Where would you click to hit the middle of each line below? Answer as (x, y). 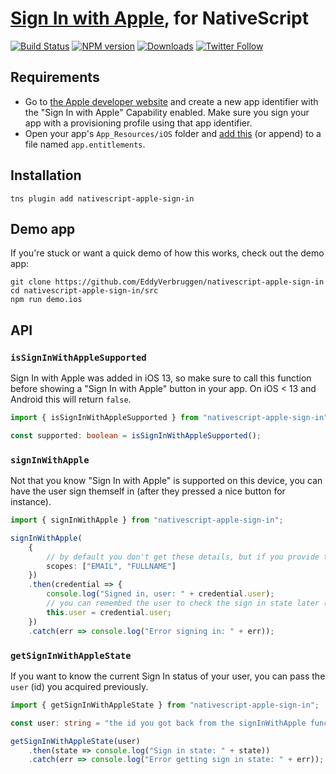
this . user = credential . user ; (109, 612)
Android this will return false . (71, 399)
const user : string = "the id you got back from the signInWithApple (158, 723)
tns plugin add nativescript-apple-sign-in (102, 198)
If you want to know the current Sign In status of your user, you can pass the (168, 676)
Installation (46, 175)
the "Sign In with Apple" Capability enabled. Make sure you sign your (167, 112)
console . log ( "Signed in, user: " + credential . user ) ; (160, 594)
